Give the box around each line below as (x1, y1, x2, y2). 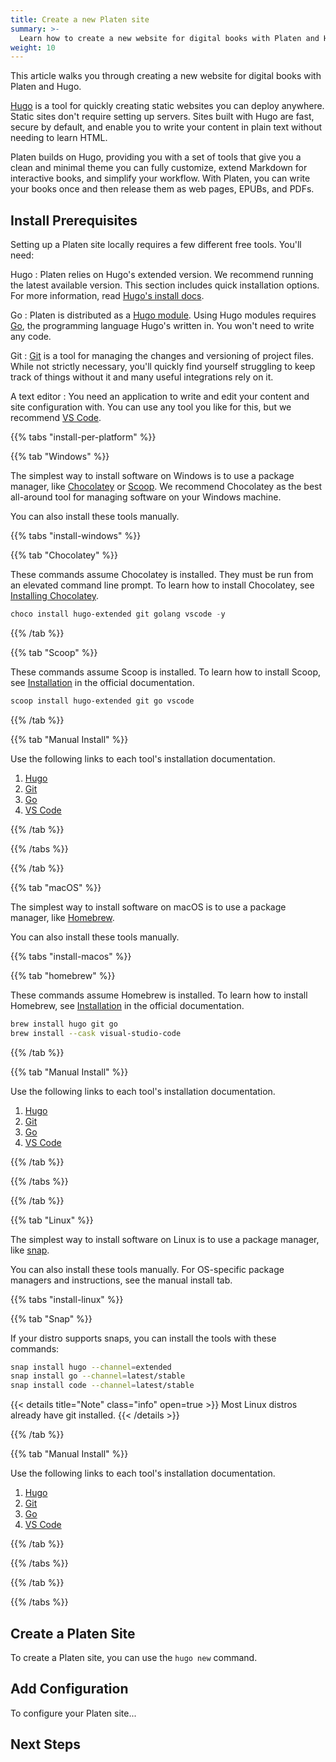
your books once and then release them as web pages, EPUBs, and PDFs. (10, 183, 315, 195)
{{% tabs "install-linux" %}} (10, 1293, 124, 1305)
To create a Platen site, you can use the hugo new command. (10, 1652, 258, 1663)
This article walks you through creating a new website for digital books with (10, 70, 322, 82)
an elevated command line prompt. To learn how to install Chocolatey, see (10, 579, 315, 591)
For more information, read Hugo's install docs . (10, 290, 205, 302)
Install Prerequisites (10, 212, 138, 229)
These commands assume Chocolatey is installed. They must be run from (10, 569, 314, 581)
